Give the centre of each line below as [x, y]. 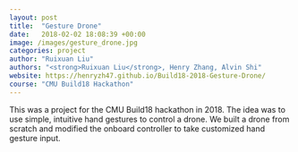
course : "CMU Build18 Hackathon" [72, 84]
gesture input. [35, 138]
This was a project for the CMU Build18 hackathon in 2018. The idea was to [148, 109]
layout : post [34, 17]
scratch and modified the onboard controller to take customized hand [137, 128]
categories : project [48, 51]
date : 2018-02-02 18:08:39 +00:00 [77, 34]
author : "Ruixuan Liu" [51, 59]
